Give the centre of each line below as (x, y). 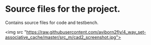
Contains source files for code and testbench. (52, 22)
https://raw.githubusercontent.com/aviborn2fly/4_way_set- (86, 32)
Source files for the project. (63, 9)
